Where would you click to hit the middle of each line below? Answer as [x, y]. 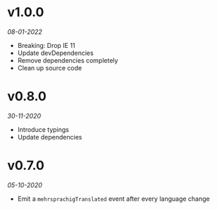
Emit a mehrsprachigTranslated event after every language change [113, 199]
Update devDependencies [55, 53]
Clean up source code [50, 68]
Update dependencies [50, 137]
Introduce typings [43, 129]
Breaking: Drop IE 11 [46, 45]
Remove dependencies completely [68, 60]
